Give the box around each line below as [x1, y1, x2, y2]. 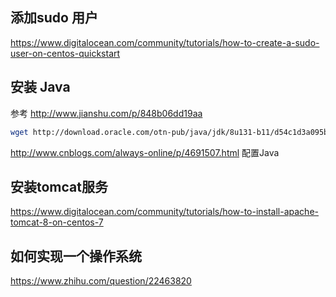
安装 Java [10, 79, 71, 96]
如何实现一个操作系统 [10, 248, 142, 265]
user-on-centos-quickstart [10, 47, 121, 59]
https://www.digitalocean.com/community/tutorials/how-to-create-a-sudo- [10, 36, 320, 48]
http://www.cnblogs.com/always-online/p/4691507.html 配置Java [10, 146, 280, 158]
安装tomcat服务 [10, 178, 108, 195]
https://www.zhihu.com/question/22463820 [10, 275, 192, 287]
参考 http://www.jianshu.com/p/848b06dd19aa [10, 107, 203, 119]
